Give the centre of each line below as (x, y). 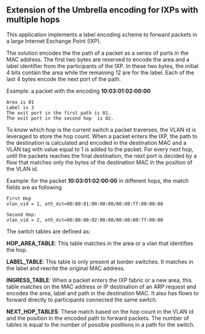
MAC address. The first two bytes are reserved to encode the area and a (98, 59)
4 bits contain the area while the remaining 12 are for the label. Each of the (100, 72)
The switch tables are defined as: (48, 231)
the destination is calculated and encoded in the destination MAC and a (97, 142)
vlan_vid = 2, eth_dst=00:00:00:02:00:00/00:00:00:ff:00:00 (85, 220)
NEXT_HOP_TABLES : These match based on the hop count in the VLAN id (100, 311)
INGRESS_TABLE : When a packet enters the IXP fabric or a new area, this (99, 280)
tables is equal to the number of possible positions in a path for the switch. (101, 324)
